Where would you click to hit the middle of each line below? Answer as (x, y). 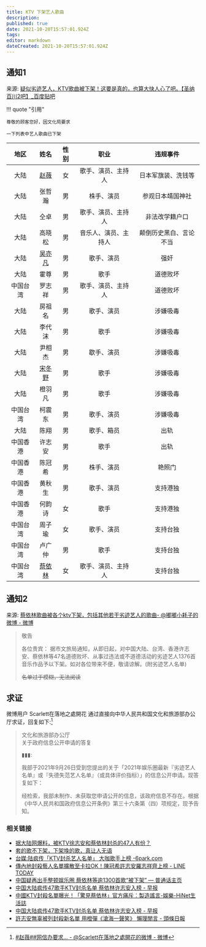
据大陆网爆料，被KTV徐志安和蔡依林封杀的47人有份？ (83, 843)
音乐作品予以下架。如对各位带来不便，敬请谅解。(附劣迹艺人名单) (104, 664)
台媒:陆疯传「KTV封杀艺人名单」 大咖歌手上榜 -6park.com (89, 858)
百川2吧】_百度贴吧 (31, 96)
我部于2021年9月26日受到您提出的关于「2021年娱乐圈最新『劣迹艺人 (108, 767)
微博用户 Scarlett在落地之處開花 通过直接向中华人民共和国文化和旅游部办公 (101, 714)
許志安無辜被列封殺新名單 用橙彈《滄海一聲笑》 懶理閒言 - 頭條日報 (100, 918)
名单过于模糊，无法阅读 (51, 677)
